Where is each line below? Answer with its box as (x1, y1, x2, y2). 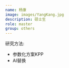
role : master (5, 21, 33, 27)
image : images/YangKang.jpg (5, 12, 64, 17)
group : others (5, 26, 35, 31)
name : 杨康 (5, 7, 27, 13)
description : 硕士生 (5, 17, 46, 22)
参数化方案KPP (12, 51, 44, 57)
